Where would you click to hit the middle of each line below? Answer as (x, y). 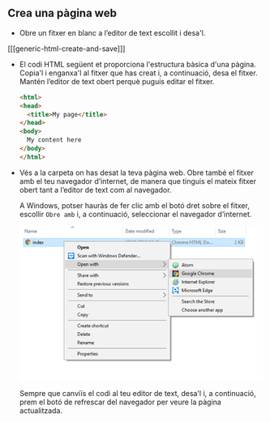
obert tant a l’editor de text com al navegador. (95, 190)
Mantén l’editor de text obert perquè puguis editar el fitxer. (117, 81)
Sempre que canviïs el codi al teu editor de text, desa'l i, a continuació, (137, 394)
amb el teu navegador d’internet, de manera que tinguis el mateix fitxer (138, 181)
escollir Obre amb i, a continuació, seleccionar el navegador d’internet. (135, 214)
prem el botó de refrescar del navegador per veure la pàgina (120, 402)
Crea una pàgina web (62, 13)
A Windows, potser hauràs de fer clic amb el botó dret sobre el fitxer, (135, 205)
